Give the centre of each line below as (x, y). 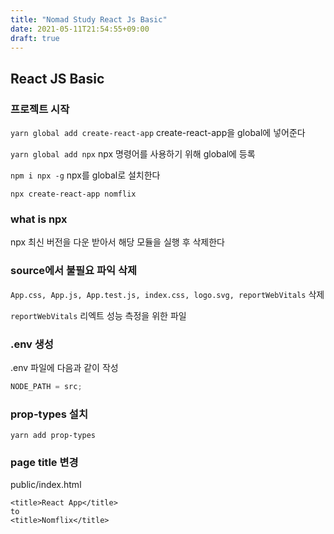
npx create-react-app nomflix (73, 194)
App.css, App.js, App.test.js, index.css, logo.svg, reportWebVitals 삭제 (167, 294)
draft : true (35, 38)
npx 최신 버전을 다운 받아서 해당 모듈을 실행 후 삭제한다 (117, 242)
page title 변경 (44, 463)
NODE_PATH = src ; (46, 386)
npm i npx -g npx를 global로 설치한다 (85, 175)
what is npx (39, 219)
